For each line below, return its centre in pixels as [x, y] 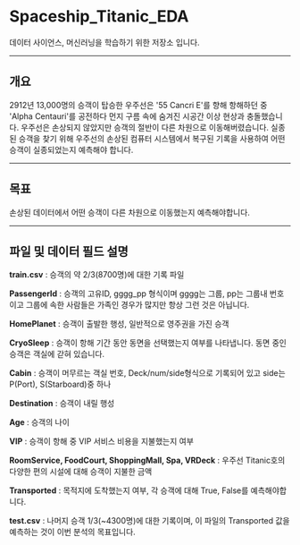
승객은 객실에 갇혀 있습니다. [57, 354]
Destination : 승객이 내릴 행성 [62, 404]
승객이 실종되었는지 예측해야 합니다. [71, 149]
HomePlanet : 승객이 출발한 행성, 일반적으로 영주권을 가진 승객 [119, 324]
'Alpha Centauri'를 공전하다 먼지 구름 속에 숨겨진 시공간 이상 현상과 [127, 116]
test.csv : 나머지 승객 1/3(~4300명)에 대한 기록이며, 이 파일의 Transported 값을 [150, 521]
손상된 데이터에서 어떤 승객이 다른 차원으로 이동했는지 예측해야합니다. [129, 212]
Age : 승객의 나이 [39, 422]
